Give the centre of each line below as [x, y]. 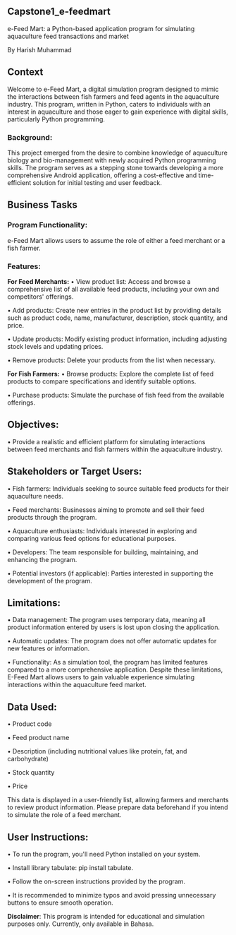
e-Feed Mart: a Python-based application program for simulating [101, 28]
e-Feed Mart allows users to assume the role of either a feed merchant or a [116, 240]
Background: [30, 137]
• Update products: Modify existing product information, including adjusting [117, 339]
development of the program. [50, 580]
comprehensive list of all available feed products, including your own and [113, 289]
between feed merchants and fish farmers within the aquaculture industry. [115, 449]
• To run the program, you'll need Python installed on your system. [104, 854]
